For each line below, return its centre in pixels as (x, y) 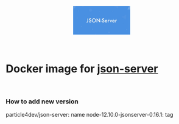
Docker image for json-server (82, 69)
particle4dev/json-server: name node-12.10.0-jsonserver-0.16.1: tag (89, 115)
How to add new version (42, 102)
